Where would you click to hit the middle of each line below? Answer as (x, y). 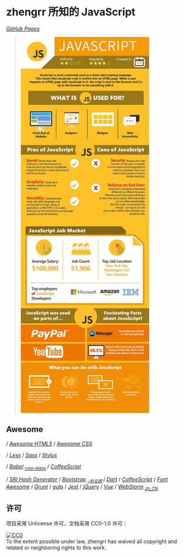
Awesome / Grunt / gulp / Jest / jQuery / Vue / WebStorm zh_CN (82, 487)
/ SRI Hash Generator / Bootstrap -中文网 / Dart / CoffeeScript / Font (87, 480)
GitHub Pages (23, 28)
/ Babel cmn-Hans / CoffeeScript (44, 467)
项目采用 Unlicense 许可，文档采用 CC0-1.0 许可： (67, 523)
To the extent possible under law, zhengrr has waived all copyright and (91, 541)
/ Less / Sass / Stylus (32, 455)
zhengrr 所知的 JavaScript (71, 12)
